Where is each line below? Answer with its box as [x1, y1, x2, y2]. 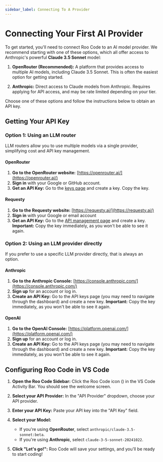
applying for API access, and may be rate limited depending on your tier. [12, 88, 157, 95]
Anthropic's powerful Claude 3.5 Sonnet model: [5, 54, 101, 60]
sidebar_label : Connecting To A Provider [5, 7, 90, 12]
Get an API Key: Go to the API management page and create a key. [12, 217, 146, 223]
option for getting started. [12, 74, 64, 80]
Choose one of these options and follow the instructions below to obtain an [5, 98, 155, 104]
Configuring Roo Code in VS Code [5, 365, 110, 374]
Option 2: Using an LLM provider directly [5, 240, 103, 247]
